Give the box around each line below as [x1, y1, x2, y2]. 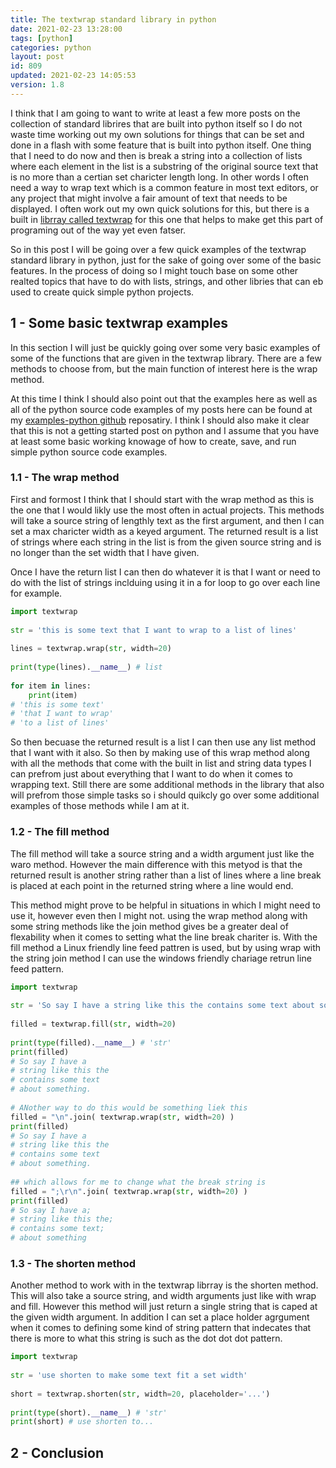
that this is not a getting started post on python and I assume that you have [10, 424, 320, 436]
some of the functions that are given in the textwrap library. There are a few [10, 352, 322, 364]
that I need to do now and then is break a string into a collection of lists [10, 149, 303, 161]
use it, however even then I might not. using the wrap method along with [10, 909, 308, 921]
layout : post [10, 52, 65, 62]
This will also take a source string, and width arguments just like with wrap [10, 1290, 317, 1302]
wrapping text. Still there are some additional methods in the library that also [10, 779, 325, 791]
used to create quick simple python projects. [10, 286, 195, 298]
